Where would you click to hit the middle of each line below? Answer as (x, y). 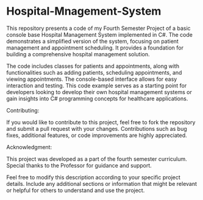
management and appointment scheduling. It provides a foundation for (95, 48)
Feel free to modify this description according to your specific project (94, 177)
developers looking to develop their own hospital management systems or (99, 92)
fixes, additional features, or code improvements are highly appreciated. (97, 135)
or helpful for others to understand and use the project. (76, 190)
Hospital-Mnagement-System (84, 11)
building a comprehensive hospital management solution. (78, 54)
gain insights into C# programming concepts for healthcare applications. (97, 98)
